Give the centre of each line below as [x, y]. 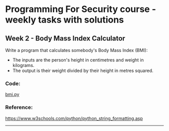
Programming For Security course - [81, 9]
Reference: [19, 107]
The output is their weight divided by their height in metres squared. [83, 70]
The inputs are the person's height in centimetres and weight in [78, 60]
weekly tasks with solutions [65, 20]
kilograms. [23, 65]
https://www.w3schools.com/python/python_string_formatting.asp [74, 118]
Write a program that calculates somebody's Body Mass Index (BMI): [76, 50]
